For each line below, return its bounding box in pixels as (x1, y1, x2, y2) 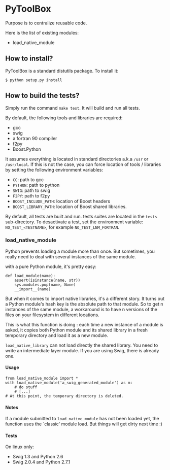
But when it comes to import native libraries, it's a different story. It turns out (5, 295, 165, 301)
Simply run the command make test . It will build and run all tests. (5, 105, 141, 111)
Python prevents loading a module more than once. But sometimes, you (5, 248, 155, 254)
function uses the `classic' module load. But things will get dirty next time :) (5, 421, 162, 427)
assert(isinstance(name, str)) (14, 278, 81, 283)
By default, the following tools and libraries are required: (5, 115, 123, 121)
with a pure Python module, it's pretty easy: (5, 263, 96, 270)
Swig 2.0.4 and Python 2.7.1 (12, 459, 71, 465)
